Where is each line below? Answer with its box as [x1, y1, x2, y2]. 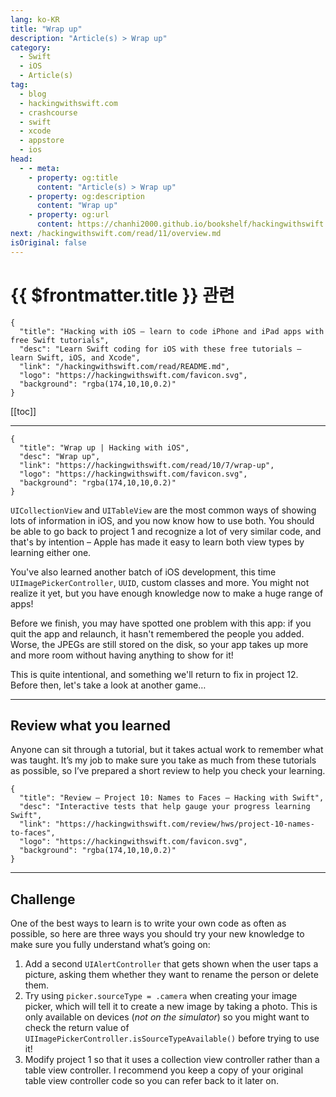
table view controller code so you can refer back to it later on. [24, 1075, 279, 1087]
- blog [19, 89, 47, 99]
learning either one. [10, 546, 92, 558]
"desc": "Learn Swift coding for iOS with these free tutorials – [19, 344, 302, 354]
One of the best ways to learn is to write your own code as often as [10, 917, 287, 930]
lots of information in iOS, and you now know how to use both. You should [10, 514, 315, 526]
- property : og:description [28, 191, 145, 201]
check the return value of [24, 1022, 130, 1034]
